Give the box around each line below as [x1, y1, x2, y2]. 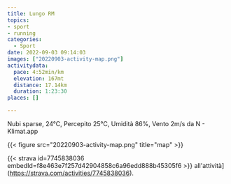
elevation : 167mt [13, 75, 64, 82]
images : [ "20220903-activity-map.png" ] [7, 56, 124, 63]
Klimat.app [7, 127, 38, 135]
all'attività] [194, 162, 225, 169]
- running [7, 29, 36, 37]
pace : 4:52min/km [13, 68, 64, 75]
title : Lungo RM [7, 10, 55, 17]
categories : [7, 36, 42, 43]
